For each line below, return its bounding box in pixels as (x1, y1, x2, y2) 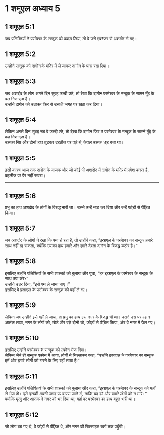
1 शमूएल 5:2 (5, 50, 36, 59)
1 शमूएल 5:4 (5, 116, 36, 124)
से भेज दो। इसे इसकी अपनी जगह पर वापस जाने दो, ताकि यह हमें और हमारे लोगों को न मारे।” (5, 391, 147, 396)
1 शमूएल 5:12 (5, 411, 39, 419)
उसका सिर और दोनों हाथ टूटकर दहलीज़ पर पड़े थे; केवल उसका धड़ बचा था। (5, 139, 123, 145)
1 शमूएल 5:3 (5, 78, 36, 86)
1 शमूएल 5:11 (5, 372, 38, 380)
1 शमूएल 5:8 (5, 257, 36, 266)
